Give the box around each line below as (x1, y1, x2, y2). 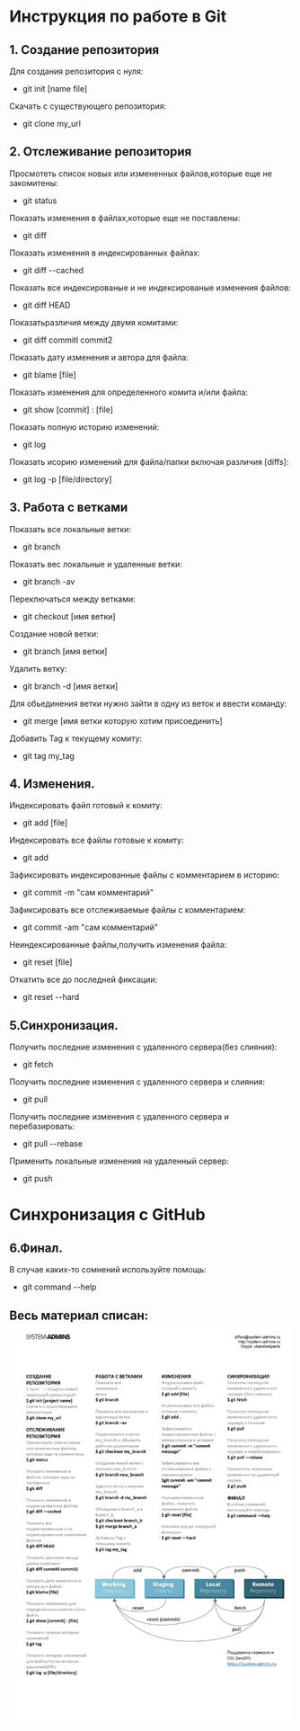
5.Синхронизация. (9, 1018, 119, 1033)
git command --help (22, 1281, 97, 1292)
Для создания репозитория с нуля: (9, 66, 144, 76)
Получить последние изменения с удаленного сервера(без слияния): (9, 1041, 278, 1053)
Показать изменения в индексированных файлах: (9, 247, 200, 258)
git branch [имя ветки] (22, 646, 108, 656)
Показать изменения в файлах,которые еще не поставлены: (9, 212, 241, 223)
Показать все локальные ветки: (9, 523, 132, 534)
